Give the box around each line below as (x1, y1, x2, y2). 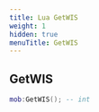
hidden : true (9, 30, 58, 39)
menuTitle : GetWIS (9, 38, 78, 47)
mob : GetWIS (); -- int (9, 95, 91, 104)
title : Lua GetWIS (9, 13, 78, 22)
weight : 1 (9, 22, 47, 30)
